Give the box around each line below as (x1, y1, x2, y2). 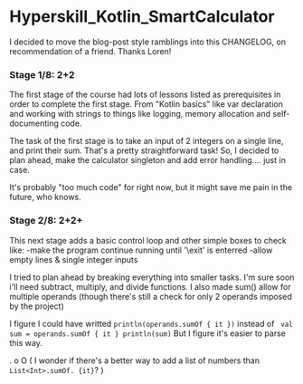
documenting (9, 118, 59, 129)
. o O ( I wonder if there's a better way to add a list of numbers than (9, 355, 260, 366)
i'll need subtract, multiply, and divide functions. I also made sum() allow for (9, 281, 291, 292)
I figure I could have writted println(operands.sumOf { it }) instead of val (9, 318, 294, 329)
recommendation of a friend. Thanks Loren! (9, 45, 172, 56)
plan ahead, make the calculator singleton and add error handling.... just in (9, 155, 287, 166)
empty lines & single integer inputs (9, 254, 138, 264)
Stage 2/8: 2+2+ (9, 215, 83, 227)
